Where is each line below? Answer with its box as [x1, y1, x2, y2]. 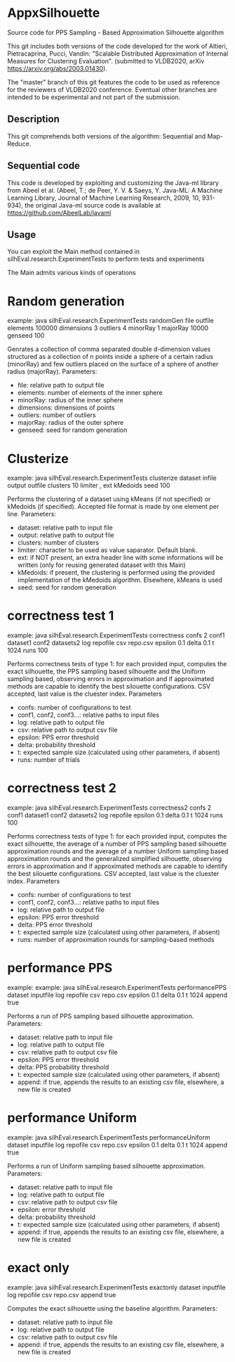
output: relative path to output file [17, 531, 114, 540]
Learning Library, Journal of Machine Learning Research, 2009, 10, [7, 193, 201, 202]
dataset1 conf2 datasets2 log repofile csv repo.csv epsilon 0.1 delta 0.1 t [7, 639, 215, 647]
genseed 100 [7, 331, 45, 340]
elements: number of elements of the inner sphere [17, 388, 163, 397]
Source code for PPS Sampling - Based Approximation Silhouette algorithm [7, 28, 224, 37]
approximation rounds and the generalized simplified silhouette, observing [7, 855, 222, 863]
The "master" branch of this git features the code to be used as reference [7, 77, 220, 86]
